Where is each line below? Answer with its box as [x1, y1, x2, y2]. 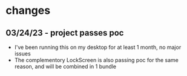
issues [14, 50, 31, 57]
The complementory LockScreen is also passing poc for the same [14, 57, 179, 63]
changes [5, 4, 51, 17]
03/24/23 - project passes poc [5, 28, 124, 38]
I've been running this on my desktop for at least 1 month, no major [14, 43, 182, 51]
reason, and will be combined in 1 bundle [14, 63, 116, 70]
